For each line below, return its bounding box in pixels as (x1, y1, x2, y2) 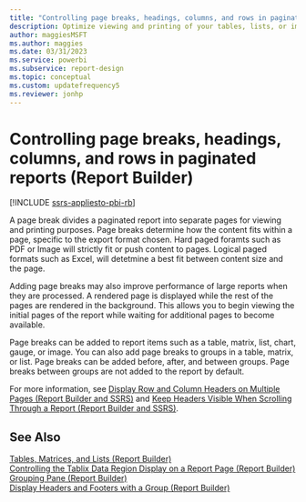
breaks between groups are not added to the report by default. (9, 366, 245, 377)
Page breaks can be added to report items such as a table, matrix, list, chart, (9, 337, 296, 348)
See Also (9, 429, 61, 445)
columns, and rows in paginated (9, 147, 257, 168)
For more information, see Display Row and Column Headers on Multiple (9, 384, 280, 395)
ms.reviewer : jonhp (9, 89, 84, 98)
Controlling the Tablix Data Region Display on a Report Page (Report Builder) (9, 463, 296, 474)
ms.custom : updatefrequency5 (9, 81, 120, 90)
